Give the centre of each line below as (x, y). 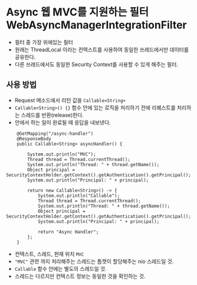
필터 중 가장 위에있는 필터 (44, 42)
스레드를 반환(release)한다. (52, 115)
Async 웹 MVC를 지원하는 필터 (78, 12)
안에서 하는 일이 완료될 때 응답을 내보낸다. (63, 122)
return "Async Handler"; (68, 232)
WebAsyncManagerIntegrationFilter (96, 25)
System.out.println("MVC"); (62, 154)
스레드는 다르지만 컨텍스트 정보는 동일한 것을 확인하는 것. (80, 276)
